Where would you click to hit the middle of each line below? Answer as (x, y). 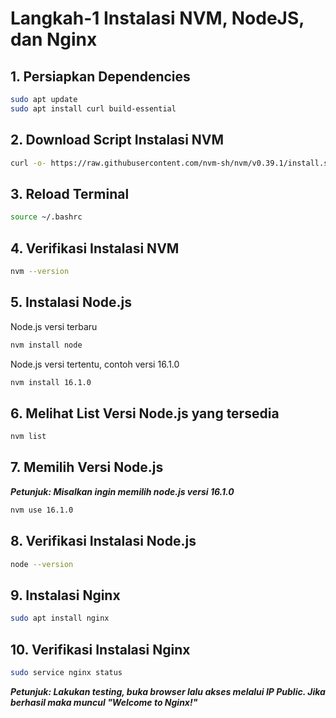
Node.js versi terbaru (54, 326)
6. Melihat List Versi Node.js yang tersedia (145, 413)
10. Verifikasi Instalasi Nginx (100, 649)
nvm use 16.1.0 (42, 510)
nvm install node (46, 345)
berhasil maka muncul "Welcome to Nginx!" (104, 702)
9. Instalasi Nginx (65, 595)
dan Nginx (54, 39)
